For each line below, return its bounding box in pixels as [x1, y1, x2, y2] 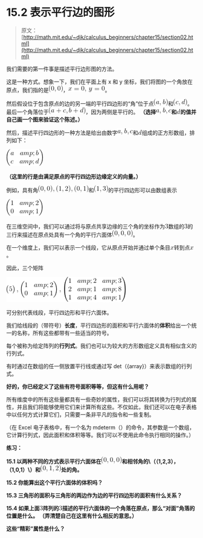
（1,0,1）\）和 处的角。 [6, 466, 83, 473]
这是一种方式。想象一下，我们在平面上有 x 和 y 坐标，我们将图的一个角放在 [6, 78, 193, 85]
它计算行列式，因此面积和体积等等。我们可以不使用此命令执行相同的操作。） [6, 431, 195, 438]
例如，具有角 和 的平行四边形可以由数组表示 [6, 186, 177, 193]
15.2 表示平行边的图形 [6, 5, 115, 19]
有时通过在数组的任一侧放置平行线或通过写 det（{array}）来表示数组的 [6, 362, 182, 369]
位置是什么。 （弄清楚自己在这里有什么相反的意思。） [6, 512, 138, 519]
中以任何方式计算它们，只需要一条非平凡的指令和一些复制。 [6, 410, 155, 418]
